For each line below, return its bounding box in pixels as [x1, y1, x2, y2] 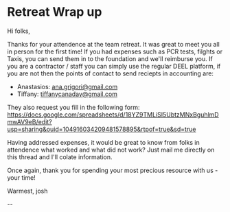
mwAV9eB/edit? [7, 117, 53, 126]
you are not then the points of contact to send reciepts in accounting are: [7, 69, 214, 78]
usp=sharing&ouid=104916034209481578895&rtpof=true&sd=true [7, 125, 196, 133]
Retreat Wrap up [7, 4, 102, 20]
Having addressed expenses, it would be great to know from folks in [7, 138, 200, 146]
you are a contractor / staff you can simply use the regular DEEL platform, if [7, 62, 221, 70]
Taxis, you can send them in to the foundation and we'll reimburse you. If [7, 54, 213, 62]
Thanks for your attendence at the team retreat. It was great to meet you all [7, 40, 220, 48]
